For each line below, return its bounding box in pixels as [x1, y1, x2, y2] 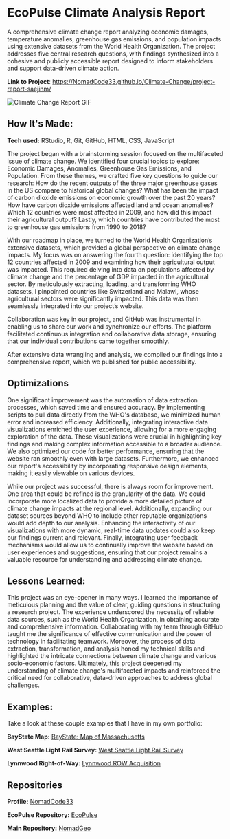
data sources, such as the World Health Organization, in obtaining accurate [7, 615, 220, 624]
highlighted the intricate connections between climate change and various [7, 652, 217, 660]
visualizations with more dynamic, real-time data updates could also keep [7, 526, 216, 534]
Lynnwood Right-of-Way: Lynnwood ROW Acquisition [7, 759, 161, 767]
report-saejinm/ [7, 85, 51, 93]
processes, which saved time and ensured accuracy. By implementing [7, 403, 205, 411]
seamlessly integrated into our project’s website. [7, 301, 144, 310]
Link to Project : [7, 77, 51, 85]
